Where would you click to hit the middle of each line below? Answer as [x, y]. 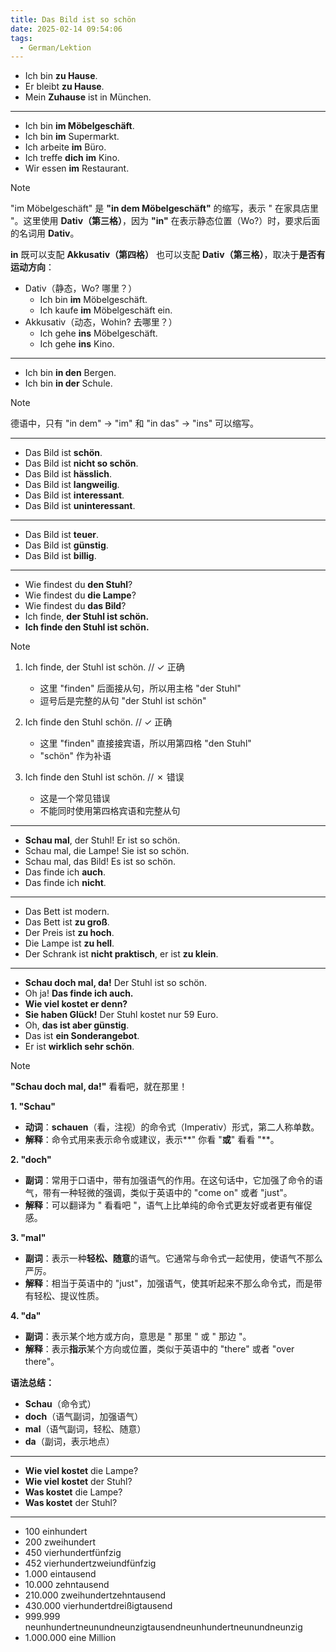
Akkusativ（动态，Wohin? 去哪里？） [101, 322]
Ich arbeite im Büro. [65, 147]
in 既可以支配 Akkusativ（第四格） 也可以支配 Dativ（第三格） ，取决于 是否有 [168, 255]
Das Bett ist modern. [67, 912]
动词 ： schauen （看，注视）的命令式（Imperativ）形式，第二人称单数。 [172, 1127]
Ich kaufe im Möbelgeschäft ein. [106, 310]
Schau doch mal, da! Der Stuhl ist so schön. [115, 983]
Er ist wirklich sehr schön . [79, 1047]
